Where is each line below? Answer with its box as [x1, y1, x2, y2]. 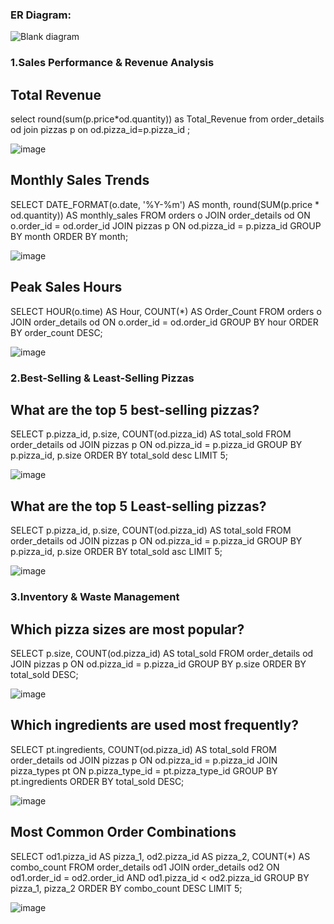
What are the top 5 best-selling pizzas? [10, 401, 260, 418]
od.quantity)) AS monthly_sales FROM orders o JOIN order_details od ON [10, 209, 311, 221]
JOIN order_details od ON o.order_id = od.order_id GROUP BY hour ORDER [10, 316, 319, 328]
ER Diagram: [10, 8, 72, 22]
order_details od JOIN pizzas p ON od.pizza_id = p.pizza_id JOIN [10, 754, 278, 766]
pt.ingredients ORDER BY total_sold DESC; [10, 775, 185, 787]
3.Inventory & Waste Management [10, 590, 180, 604]
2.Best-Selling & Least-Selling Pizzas [10, 371, 195, 385]
